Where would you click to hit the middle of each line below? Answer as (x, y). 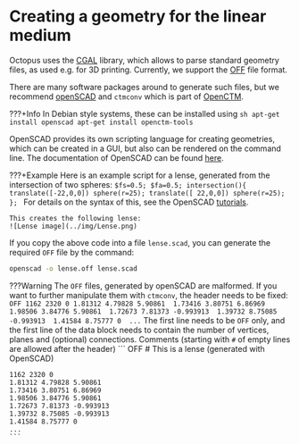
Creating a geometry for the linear (138, 17)
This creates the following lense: (75, 218)
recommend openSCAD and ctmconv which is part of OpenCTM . (126, 96)
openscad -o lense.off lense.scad (74, 268)
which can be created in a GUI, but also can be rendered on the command (145, 148)
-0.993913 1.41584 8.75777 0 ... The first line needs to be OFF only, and (147, 320)
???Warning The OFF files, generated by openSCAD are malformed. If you (143, 285)
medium (40, 35)
